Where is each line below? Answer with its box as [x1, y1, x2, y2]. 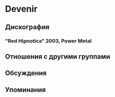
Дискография [5, 23, 50, 31]
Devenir [5, 3, 38, 15]
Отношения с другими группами [5, 52, 111, 60]
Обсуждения [5, 69, 47, 78]
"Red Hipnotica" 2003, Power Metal [5, 38, 92, 44]
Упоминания [5, 85, 46, 94]
